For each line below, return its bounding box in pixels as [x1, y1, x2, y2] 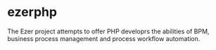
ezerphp [7, 4, 58, 20]
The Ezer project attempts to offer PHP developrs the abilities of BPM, [7, 27, 210, 35]
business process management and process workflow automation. [7, 34, 201, 42]
